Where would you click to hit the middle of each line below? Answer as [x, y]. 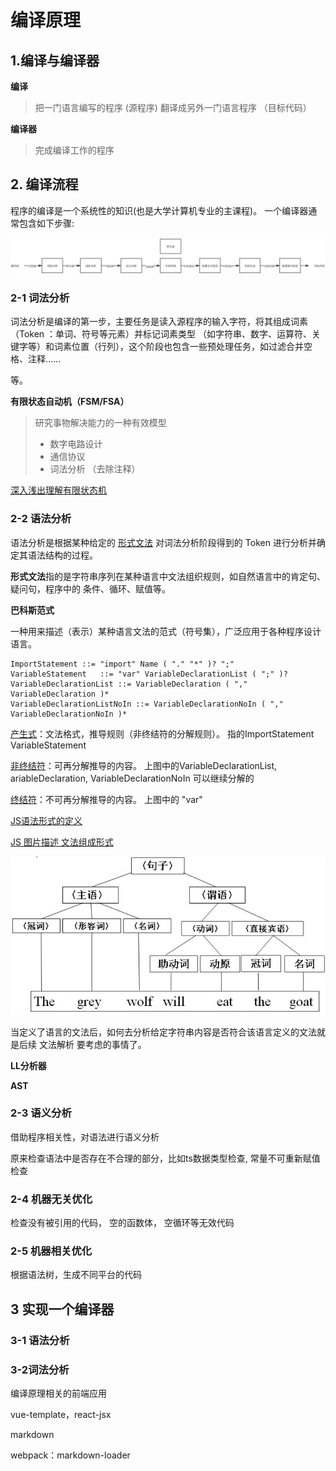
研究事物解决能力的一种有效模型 [100, 423]
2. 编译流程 [44, 184]
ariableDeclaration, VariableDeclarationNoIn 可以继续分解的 [132, 778]
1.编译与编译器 [55, 60]
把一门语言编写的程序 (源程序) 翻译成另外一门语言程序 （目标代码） [173, 107]
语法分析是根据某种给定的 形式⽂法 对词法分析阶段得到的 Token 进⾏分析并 [163, 542]
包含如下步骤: [46, 223]
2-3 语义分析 [41, 1113]
